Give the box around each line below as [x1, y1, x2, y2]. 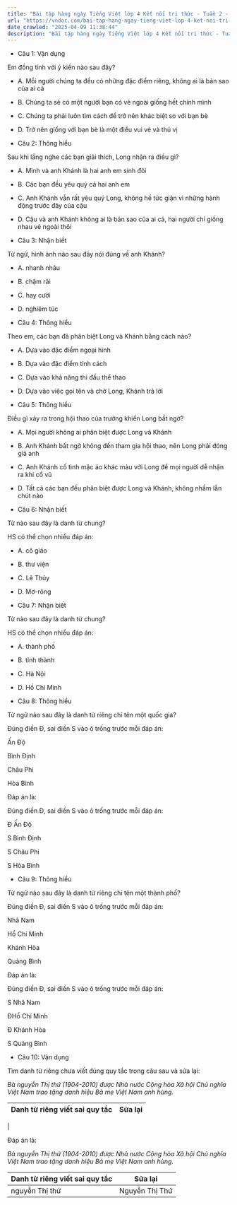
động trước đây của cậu [17, 201, 87, 210]
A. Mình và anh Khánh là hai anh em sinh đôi [17, 167, 147, 175]
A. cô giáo [17, 546, 47, 555]
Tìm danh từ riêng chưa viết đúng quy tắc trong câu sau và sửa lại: [7, 1066, 200, 1075]
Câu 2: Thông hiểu [17, 139, 72, 148]
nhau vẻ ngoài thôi [17, 223, 72, 231]
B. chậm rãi [17, 277, 51, 286]
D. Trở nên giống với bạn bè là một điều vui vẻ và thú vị [17, 125, 178, 134]
